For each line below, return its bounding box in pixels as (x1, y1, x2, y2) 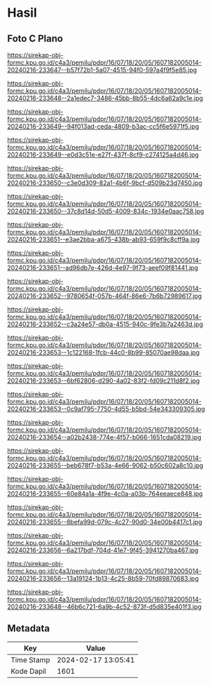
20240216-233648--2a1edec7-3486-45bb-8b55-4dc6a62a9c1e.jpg (7, 94, 204, 102)
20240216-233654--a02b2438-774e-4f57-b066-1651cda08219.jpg (7, 433, 202, 441)
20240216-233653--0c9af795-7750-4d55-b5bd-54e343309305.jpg (7, 405, 205, 413)
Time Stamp (10, 655, 51, 665)
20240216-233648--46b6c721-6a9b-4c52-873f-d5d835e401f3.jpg (7, 603, 202, 611)
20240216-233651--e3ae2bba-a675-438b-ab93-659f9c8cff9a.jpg (7, 235, 200, 243)
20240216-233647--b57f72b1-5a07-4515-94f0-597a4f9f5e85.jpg (7, 66, 197, 74)
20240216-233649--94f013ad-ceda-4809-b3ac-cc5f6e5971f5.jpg (7, 122, 199, 130)
